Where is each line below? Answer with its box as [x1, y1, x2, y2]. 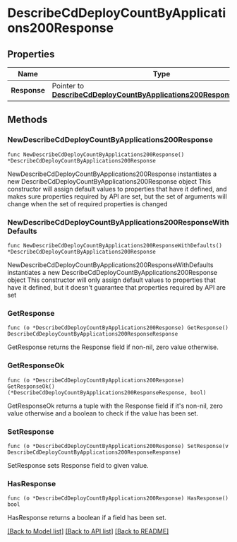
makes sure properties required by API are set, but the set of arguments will [7, 192, 227, 201]
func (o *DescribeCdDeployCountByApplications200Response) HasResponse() [7, 495, 229, 502]
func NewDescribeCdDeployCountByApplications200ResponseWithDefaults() [7, 242, 222, 249]
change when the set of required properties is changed [7, 199, 168, 208]
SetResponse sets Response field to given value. [7, 461, 150, 469]
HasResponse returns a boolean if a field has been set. [7, 514, 167, 522]
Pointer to [51, 81, 85, 90]
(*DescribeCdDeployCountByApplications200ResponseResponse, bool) [7, 389, 207, 396]
